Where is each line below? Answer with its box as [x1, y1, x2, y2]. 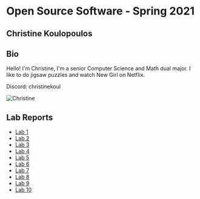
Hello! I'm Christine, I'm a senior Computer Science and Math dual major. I [6, 65, 191, 72]
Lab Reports [6, 112, 53, 122]
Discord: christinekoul [6, 83, 61, 90]
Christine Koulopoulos [6, 28, 93, 39]
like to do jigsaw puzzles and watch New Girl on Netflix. [6, 71, 145, 79]
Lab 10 [15, 186, 32, 194]
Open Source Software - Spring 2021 [6, 4, 195, 18]
